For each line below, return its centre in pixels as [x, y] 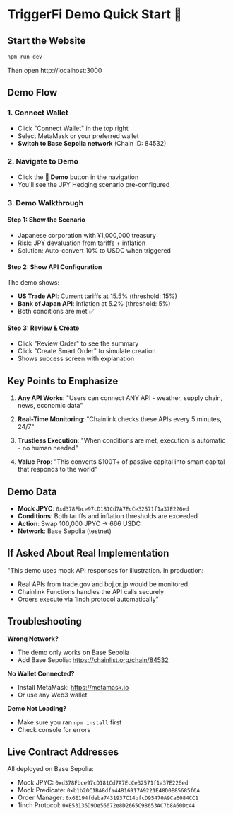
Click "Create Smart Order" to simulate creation [86, 351]
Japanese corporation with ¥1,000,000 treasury [87, 235]
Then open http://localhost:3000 [55, 70]
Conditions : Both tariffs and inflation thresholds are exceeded [108, 516]
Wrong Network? [33, 638]
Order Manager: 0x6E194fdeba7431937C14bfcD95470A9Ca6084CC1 [108, 798]
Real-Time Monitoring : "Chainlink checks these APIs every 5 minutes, [120, 419]
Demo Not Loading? [37, 708]
